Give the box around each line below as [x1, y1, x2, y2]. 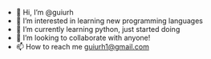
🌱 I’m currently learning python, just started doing [15, 25, 181, 33]
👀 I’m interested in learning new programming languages [15, 16, 203, 26]
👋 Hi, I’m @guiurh [15, 8, 74, 17]
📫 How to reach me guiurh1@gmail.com [15, 42, 150, 51]
